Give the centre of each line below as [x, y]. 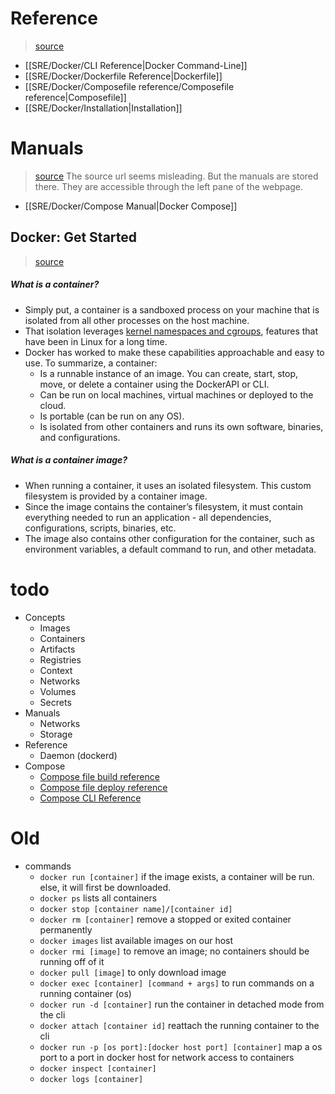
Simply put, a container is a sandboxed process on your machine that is [172, 309]
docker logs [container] [91, 1079]
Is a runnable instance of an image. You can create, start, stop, [169, 373]
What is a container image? [69, 460]
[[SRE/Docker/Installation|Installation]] [103, 108]
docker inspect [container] [98, 1068]
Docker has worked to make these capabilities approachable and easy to [174, 352]
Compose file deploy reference [103, 787]
